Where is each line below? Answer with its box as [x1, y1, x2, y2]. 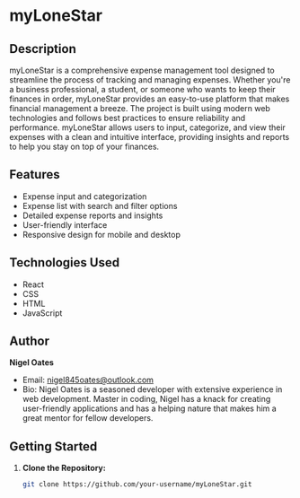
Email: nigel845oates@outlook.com [22, 374, 154, 386]
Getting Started [9, 439, 98, 454]
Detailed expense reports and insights [22, 210, 163, 221]
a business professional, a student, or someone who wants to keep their [9, 84, 276, 94]
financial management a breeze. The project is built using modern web [9, 103, 271, 113]
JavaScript [22, 307, 63, 319]
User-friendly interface [22, 219, 108, 230]
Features [9, 167, 60, 182]
